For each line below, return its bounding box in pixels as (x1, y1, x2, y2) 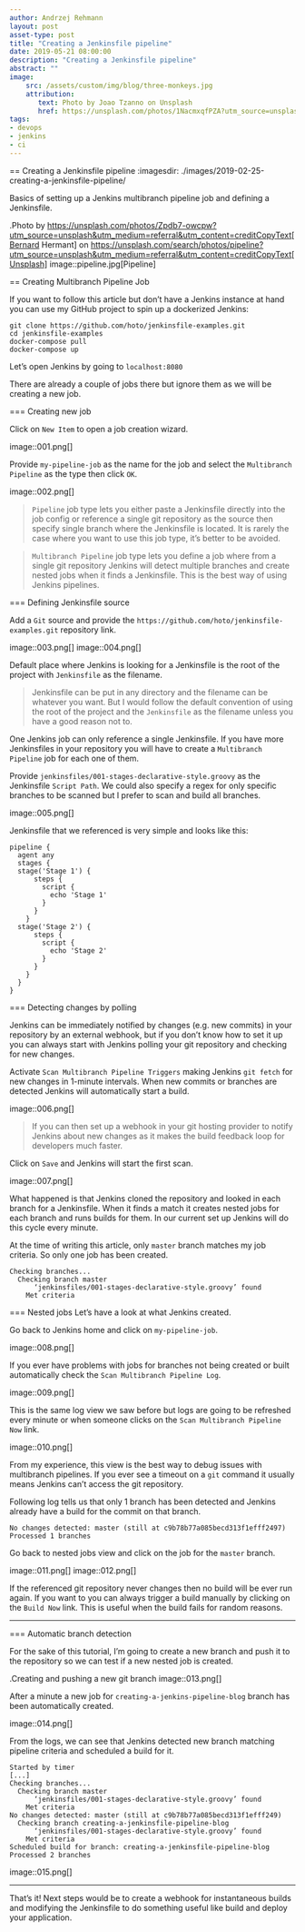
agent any (17, 850, 54, 860)
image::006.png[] (9, 1103, 74, 1114)
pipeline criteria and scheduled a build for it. (9, 1745, 174, 1756)
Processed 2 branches (9, 1850, 92, 1859)
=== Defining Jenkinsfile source (9, 597, 130, 608)
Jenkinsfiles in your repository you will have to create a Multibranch (9, 743, 263, 754)
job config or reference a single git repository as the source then (31, 513, 274, 524)
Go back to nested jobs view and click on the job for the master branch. (9, 1547, 276, 1558)
